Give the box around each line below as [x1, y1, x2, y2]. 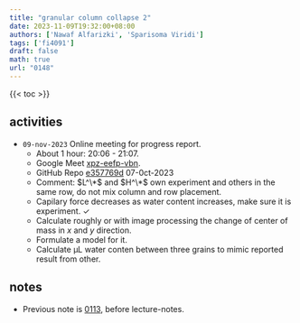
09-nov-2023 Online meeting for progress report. [22, 138, 202, 149]
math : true [9, 55, 51, 64]
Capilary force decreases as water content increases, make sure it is [35, 196, 292, 207]
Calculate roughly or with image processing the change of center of [35, 215, 288, 226]
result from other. [35, 254, 101, 264]
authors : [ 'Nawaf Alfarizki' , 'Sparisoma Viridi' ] [9, 30, 204, 39]
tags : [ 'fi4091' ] [9, 38, 75, 48]
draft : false [9, 47, 59, 56]
